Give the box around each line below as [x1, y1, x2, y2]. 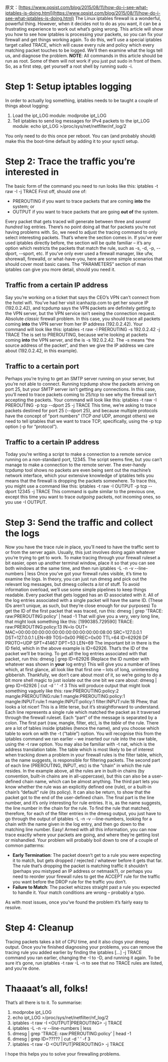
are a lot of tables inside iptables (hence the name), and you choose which [5, 725, 159, 731]
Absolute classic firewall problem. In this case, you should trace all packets [5, 316, 160, 322]
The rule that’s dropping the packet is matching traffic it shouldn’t [12, 863, 148, 869]
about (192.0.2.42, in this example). [5, 348, 78, 354]
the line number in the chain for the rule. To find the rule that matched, [5, 805, 150, 811]
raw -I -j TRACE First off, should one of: [5, 188, 87, 194]
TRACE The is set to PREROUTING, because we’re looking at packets [5, 332, 148, 338]
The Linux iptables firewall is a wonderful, [75, 16, 161, 21]
